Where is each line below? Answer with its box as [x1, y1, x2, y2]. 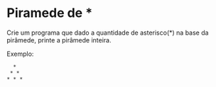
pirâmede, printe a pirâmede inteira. [6, 35, 112, 44]
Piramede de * [6, 5, 93, 21]
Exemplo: [6, 50, 34, 58]
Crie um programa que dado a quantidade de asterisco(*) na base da [6, 28, 209, 37]
